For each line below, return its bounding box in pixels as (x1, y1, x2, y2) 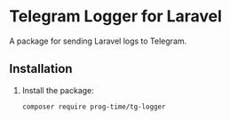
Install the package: (21, 84, 95, 95)
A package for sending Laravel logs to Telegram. (9, 36, 187, 46)
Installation (9, 61, 73, 76)
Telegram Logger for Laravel (9, 6, 222, 27)
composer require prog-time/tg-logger (21, 102, 166, 111)
